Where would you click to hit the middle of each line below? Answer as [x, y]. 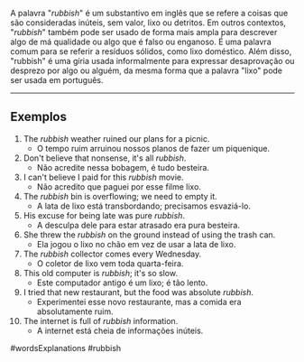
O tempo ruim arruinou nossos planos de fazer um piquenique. [153, 148]
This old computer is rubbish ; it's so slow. [101, 273]
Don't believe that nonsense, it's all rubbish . [105, 158]
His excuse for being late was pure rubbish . [104, 215]
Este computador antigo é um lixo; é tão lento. [122, 283]
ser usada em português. [57, 80]
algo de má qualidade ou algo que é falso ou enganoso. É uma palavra [141, 42]
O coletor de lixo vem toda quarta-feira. [110, 263]
